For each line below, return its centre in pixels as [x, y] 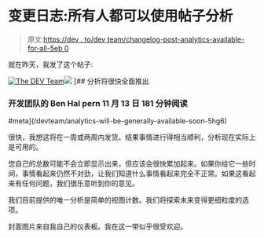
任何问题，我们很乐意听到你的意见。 [80, 183]
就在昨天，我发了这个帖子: [51, 64]
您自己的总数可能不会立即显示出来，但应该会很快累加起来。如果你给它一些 [128, 164]
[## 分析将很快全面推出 [111, 81]
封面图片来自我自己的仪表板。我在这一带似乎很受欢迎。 [97, 227]
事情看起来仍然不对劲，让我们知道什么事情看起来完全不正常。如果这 [132, 174]
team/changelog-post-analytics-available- [176, 39]
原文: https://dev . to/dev [66, 39]
